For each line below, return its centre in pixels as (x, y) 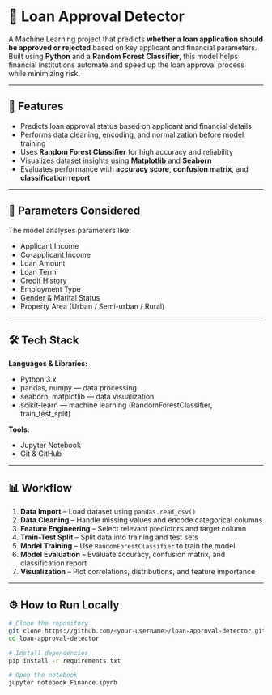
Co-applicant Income (55, 254)
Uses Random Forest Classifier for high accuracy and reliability (126, 151)
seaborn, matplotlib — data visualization (87, 397)
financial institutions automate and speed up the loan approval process (127, 65)
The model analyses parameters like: (70, 230)
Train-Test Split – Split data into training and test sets (109, 537)
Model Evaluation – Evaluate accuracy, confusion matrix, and (123, 555)
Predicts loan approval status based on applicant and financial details (136, 126)
